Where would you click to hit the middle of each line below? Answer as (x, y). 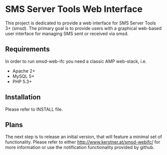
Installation (23, 97)
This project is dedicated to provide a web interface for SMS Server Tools (81, 23)
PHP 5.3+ (22, 81)
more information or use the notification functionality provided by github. (80, 148)
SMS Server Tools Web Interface (74, 9)
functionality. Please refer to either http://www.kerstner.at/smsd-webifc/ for (83, 142)
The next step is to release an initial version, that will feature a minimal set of (83, 137)
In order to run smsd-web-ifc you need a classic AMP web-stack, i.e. (76, 61)
